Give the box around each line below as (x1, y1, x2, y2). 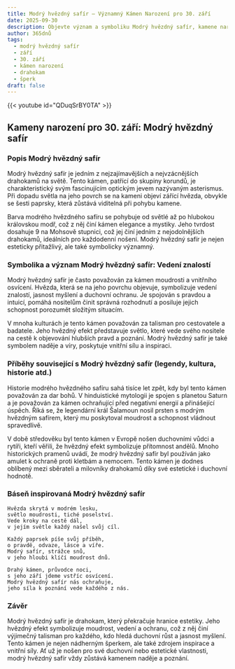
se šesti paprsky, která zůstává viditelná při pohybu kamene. (7, 199, 182, 207)
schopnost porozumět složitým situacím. (7, 305, 124, 314)
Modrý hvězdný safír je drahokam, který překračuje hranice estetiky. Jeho (7, 617, 220, 626)
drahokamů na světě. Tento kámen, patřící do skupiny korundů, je (7, 177, 196, 185)
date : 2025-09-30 (7, 17, 58, 24)
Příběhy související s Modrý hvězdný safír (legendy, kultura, (7, 359, 217, 368)
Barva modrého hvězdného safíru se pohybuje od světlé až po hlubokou (7, 212, 215, 221)
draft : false (7, 82, 45, 89)
